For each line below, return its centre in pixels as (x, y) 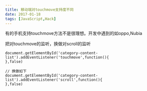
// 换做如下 (16, 71)
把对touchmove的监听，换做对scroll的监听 (48, 44)
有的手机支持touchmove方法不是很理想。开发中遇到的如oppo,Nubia (74, 33)
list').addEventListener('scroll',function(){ (54, 80)
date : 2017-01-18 (23, 14)
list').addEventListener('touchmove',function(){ (57, 58)
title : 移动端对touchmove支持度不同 (39, 10)
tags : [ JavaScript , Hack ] (31, 19)
